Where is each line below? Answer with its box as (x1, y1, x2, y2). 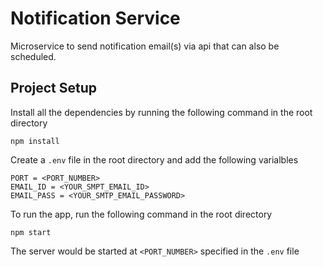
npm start (10, 227, 52, 237)
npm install (10, 136, 60, 146)
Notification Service (10, 7, 181, 30)
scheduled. (10, 50, 57, 62)
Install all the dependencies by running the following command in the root (10, 106, 313, 118)
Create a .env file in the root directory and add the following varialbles (10, 153, 299, 166)
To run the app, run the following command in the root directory (10, 208, 273, 220)
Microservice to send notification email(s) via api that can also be (10, 40, 280, 52)
